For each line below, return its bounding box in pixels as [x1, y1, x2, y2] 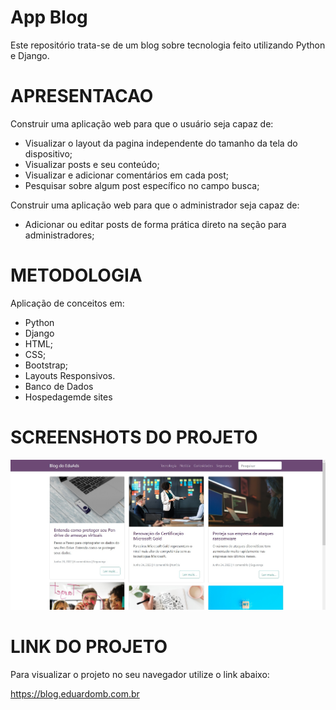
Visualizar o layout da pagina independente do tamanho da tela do [24, 137, 298, 149]
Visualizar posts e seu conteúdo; [24, 158, 160, 170]
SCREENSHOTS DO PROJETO [10, 426, 258, 448]
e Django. [10, 49, 50, 61]
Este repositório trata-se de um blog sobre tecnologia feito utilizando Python [10, 39, 326, 51]
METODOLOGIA [10, 264, 143, 287]
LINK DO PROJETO [10, 635, 168, 658]
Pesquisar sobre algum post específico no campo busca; [24, 179, 260, 191]
